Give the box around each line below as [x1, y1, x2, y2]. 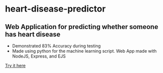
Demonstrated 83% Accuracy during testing [12, 43, 101, 49]
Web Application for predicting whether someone [5, 23, 159, 31]
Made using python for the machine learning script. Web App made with [12, 48, 157, 54]
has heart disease [5, 30, 61, 38]
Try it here [5, 63, 26, 68]
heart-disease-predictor [5, 3, 106, 15]
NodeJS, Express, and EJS [12, 53, 66, 59]
